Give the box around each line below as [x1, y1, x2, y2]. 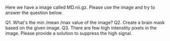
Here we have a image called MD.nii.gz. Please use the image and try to [5, 5, 155, 10]
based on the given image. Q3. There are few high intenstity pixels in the [5, 25, 157, 31]
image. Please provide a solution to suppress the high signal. [5, 30, 132, 36]
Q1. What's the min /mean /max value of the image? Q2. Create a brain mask [5, 20, 165, 25]
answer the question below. [5, 10, 63, 16]
